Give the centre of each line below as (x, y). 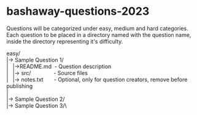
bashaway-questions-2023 (78, 11)
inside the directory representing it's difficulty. (65, 41)
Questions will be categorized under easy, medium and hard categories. (97, 28)
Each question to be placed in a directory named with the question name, (99, 34)
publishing (20, 86)
